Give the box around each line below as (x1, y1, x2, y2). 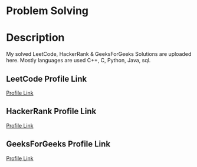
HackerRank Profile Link (6, 106, 97, 116)
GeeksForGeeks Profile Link (6, 139, 111, 149)
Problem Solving (6, 4, 89, 18)
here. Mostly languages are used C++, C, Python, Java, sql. (6, 57, 151, 64)
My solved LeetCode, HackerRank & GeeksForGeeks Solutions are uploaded (6, 51, 192, 58)
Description (6, 31, 65, 45)
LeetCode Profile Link (6, 74, 87, 83)
